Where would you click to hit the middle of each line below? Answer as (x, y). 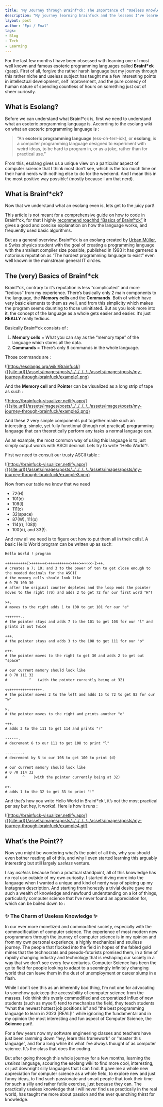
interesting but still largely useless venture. (48, 863)
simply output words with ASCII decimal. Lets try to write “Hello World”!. (77, 446)
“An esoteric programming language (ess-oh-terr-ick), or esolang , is (87, 138)
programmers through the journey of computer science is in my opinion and (81, 937)
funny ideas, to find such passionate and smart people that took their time (79, 1079)
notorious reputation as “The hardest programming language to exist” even (80, 256)
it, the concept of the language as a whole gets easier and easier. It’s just (78, 313)
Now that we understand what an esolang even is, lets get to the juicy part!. (81, 206)
